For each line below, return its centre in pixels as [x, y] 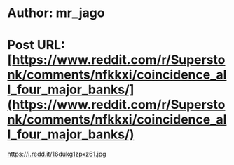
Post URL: [36, 45]
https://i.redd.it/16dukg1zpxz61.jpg [57, 154]
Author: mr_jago [56, 13]
